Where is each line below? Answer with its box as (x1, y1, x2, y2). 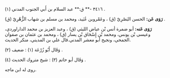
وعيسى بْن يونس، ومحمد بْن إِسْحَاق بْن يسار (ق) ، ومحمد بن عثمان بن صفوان (5, 31, 151, 37)
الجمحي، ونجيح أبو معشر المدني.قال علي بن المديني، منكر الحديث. (5, 37, 131, 43)
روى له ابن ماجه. (5, 67, 37, 72)
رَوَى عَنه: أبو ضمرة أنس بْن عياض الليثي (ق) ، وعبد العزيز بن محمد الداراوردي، (5, 26, 152, 32)
